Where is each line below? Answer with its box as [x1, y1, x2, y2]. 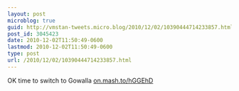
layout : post [7, 10, 46, 18]
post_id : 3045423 [7, 30, 59, 38]
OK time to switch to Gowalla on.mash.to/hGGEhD [7, 76, 154, 85]
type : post [7, 50, 40, 58]
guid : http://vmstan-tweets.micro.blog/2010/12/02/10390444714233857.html [7, 23, 234, 31]
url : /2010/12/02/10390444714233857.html [7, 57, 132, 64]
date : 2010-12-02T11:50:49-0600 [7, 37, 103, 44]
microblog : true [7, 17, 55, 24]
